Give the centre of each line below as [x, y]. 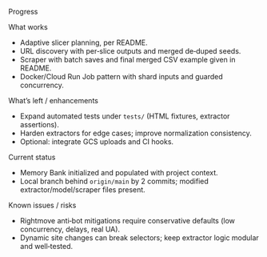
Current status [32, 157]
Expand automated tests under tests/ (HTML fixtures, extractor [125, 116]
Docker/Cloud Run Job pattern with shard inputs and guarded [122, 76]
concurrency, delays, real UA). [70, 229]
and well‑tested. [46, 246]
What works [28, 27]
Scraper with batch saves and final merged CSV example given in [128, 60]
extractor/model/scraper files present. [82, 190]
